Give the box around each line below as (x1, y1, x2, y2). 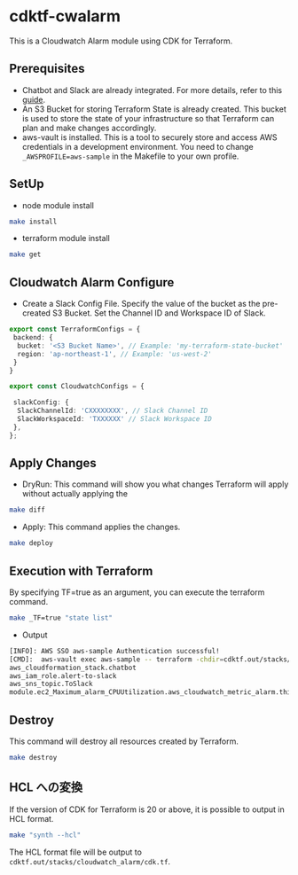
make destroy (9, 753, 58, 762)
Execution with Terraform (9, 563, 153, 578)
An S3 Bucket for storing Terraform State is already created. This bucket (21, 104, 286, 114)
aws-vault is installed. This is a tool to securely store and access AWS (21, 131, 278, 143)
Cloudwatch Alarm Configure (9, 275, 175, 290)
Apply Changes (9, 456, 98, 471)
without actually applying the (21, 488, 129, 499)
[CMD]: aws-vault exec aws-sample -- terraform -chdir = (9, 654, 224, 664)
